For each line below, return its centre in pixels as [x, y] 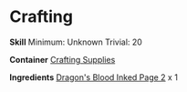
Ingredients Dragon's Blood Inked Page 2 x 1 [93, 77]
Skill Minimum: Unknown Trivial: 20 [76, 42]
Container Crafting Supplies [62, 59]
